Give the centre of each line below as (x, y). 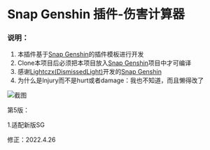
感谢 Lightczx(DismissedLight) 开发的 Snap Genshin (90, 72)
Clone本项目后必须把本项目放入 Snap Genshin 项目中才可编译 (104, 63)
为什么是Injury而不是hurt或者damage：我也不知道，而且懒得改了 (111, 80)
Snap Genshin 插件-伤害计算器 (96, 14)
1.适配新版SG (26, 125)
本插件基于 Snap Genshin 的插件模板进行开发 (80, 54)
